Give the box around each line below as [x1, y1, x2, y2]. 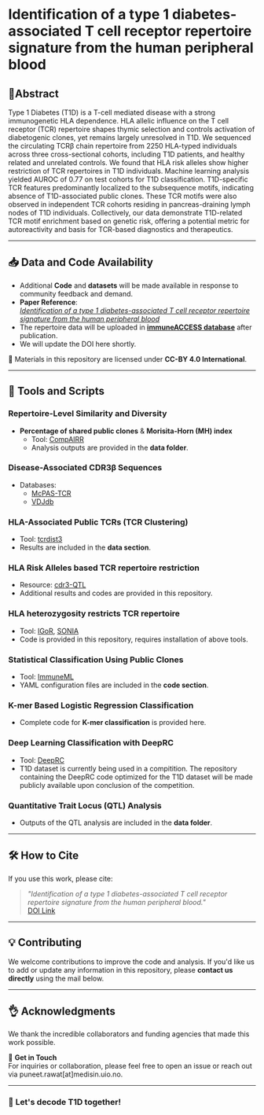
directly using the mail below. [8, 973, 104, 983]
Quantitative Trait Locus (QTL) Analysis [8, 800, 163, 811]
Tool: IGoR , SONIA [19, 626, 79, 635]
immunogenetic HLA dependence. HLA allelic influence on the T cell [8, 116, 229, 125]
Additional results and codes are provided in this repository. [19, 588, 214, 598]
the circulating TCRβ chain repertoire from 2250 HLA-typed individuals [8, 142, 237, 150]
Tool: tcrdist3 [19, 535, 63, 544]
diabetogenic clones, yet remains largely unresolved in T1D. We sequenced [8, 133, 251, 142]
